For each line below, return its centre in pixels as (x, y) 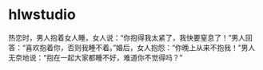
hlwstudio (42, 15)
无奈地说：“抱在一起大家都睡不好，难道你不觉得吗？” (96, 57)
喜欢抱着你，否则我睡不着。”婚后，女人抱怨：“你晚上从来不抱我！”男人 (140, 47)
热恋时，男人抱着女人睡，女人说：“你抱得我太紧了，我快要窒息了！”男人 (127, 37)
